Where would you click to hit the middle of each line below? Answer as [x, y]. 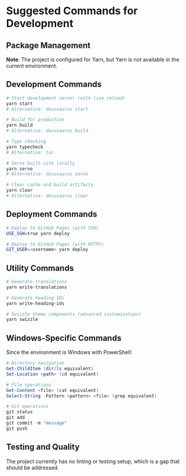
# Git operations [27, 407]
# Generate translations [37, 282]
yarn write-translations [37, 287]
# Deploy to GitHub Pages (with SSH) [53, 228]
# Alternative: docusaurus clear [47, 196]
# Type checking [26, 141]
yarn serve [19, 169]
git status [19, 412]
